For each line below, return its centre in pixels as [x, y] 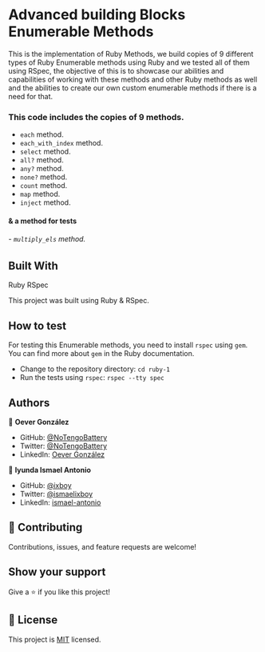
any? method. [42, 169]
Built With [33, 266]
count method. [44, 186]
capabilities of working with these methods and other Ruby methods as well [133, 79]
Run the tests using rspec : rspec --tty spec [92, 378]
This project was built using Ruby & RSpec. [79, 301]
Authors [29, 403]
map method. [40, 194]
